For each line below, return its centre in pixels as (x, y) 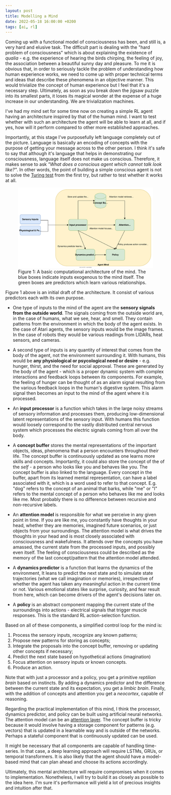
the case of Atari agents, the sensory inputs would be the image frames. (88, 329)
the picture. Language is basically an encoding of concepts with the (76, 143)
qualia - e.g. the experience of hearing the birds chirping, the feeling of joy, (84, 58)
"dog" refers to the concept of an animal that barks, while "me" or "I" (85, 489)
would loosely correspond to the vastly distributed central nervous (82, 425)
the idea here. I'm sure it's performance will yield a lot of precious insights (83, 783)
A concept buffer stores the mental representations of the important (84, 446)
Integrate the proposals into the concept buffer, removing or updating (85, 646)
